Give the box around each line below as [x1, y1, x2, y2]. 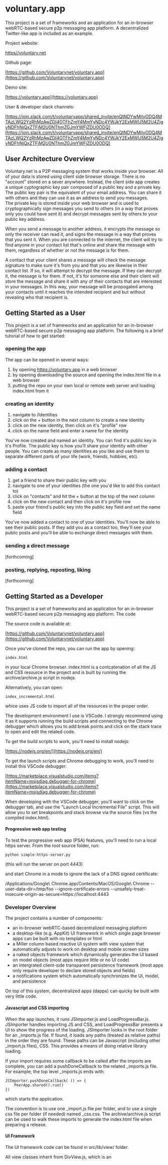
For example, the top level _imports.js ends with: [5, 1068, 105, 1075]
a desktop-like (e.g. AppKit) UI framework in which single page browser [12, 930, 161, 937]
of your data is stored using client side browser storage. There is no [5, 173, 145, 179]
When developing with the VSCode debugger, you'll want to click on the [5, 798, 154, 804]
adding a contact [5, 466, 48, 473]
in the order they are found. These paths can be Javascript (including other [5, 1037, 160, 1043]
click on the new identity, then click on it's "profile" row [12, 422, 127, 428]
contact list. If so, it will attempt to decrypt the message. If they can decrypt [5, 267, 162, 274]
